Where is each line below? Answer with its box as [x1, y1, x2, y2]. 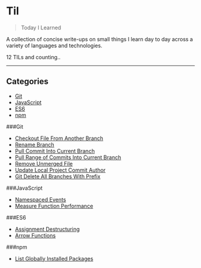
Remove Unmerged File [14, 160, 73, 167]
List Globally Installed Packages [14, 255, 94, 262]
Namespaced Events [14, 196, 66, 203]
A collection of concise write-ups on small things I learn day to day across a [6, 35, 193, 42]
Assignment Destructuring [14, 226, 80, 233]
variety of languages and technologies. [6, 42, 103, 49]
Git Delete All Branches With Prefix [14, 172, 100, 180]
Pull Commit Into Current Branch [14, 147, 95, 154]
